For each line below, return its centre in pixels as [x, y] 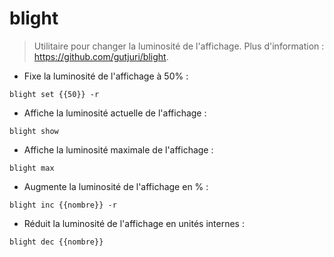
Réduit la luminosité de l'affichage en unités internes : [134, 223]
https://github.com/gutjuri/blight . [101, 56]
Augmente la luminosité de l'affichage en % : [116, 186]
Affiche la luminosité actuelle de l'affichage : [115, 113]
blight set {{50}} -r [54, 94]
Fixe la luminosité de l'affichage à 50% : [106, 76]
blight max [32, 168]
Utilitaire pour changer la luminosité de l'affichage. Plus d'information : [179, 46]
